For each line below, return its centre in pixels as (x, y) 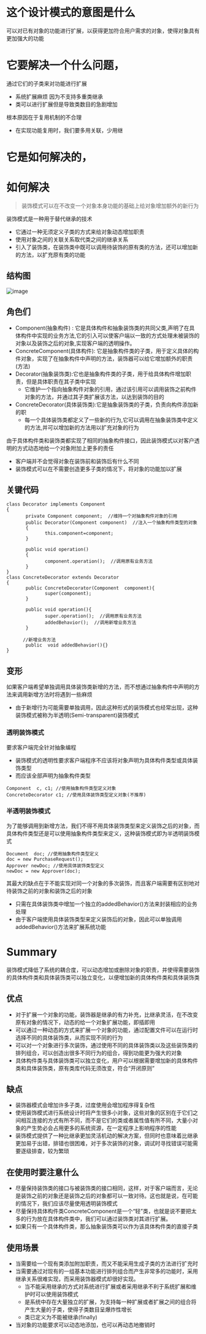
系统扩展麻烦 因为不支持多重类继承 (59, 96)
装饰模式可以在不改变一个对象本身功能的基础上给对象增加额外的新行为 (110, 206)
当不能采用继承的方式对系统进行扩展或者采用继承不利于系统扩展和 (108, 1287)
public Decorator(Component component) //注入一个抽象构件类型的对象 (112, 523)
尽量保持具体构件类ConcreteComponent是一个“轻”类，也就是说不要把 (103, 1211)
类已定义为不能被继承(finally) (61, 1317)
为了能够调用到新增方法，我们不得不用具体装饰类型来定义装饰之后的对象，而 (103, 825)
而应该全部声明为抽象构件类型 (53, 775)
